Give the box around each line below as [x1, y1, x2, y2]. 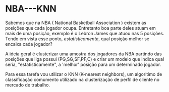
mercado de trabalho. [5, 81, 50, 88]
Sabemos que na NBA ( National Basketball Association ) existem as [5, 20, 147, 26]
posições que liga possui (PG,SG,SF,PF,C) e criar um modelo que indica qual [5, 56, 164, 62]
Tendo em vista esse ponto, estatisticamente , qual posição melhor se [5, 36, 150, 42]
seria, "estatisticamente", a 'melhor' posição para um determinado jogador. [5, 61, 161, 67]
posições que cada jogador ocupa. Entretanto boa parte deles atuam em [5, 25, 156, 31]
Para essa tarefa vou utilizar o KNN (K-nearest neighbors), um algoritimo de [5, 71, 162, 77]
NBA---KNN [5, 3, 57, 15]
